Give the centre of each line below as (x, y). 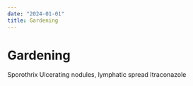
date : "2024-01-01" (36, 14)
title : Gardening (33, 20)
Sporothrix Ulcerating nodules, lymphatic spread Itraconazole (97, 75)
